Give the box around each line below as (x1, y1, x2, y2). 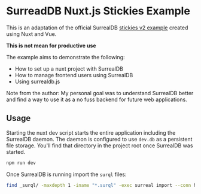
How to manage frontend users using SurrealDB (14, 71, 133, 78)
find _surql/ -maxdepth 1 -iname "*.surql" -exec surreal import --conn (6, 182, 191, 188)
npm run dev (6, 160, 36, 166)
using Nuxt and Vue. (6, 30, 57, 37)
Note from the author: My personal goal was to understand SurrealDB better (6, 89, 194, 96)
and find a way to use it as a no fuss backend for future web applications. (6, 96, 187, 103)
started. (6, 148, 26, 155)
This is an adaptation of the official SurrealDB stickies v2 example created (6, 24, 188, 31)
